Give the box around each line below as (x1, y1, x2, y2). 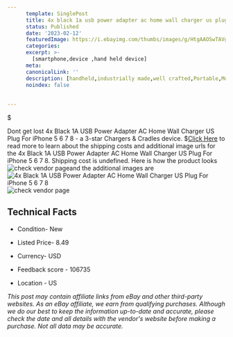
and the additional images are (69, 164, 155, 172)
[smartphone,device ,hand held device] (32, 56, 148, 63)
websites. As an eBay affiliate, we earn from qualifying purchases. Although (7, 299, 225, 308)
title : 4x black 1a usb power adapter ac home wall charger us (25, 17, 213, 24)
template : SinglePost (25, 10, 89, 17)
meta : (25, 62, 42, 69)
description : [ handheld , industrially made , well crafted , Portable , (25, 75, 222, 82)
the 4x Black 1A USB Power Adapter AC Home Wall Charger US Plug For (7, 149, 213, 157)
